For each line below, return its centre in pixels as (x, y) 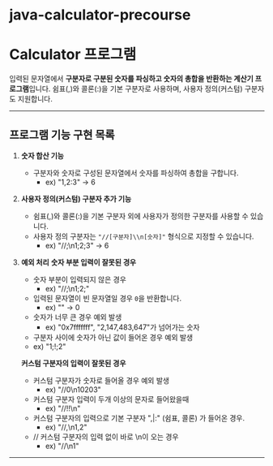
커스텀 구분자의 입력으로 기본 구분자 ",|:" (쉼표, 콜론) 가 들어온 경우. (139, 418)
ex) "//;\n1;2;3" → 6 (77, 245)
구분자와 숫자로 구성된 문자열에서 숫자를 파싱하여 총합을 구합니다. (136, 173)
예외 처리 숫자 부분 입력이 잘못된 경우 (79, 262)
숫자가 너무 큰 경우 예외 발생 (77, 317)
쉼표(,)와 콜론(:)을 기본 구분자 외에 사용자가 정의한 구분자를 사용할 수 (141, 216)
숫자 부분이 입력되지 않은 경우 (79, 279)
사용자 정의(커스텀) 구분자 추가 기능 (76, 198)
